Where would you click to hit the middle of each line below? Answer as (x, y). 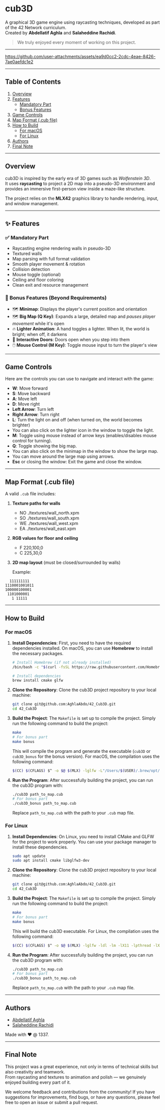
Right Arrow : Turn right (36, 414)
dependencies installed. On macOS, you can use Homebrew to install (82, 648)
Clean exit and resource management (50, 285)
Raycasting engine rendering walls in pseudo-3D (62, 248)
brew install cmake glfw (38, 681)
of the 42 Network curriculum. (36, 27)
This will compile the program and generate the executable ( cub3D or (81, 751)
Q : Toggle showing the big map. (44, 446)
